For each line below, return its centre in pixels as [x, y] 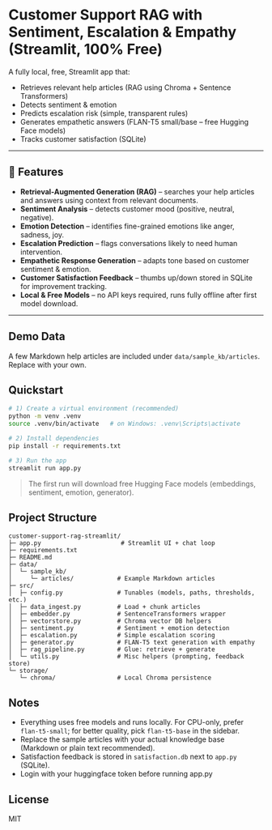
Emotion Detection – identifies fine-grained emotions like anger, [127, 226]
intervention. [41, 252]
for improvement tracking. [64, 286]
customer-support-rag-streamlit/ [65, 536]
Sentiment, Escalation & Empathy [123, 32]
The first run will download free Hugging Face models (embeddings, [142, 483]
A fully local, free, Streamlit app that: [69, 71]
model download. [49, 303]
